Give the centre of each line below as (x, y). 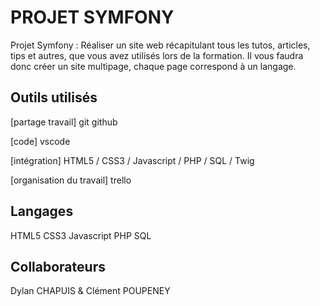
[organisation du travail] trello (71, 180)
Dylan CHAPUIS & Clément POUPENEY (90, 291)
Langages (42, 211)
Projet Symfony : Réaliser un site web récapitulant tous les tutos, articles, (160, 45)
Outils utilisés (54, 97)
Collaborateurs (58, 266)
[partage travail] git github (64, 122)
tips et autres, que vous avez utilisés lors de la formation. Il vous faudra (157, 55)
